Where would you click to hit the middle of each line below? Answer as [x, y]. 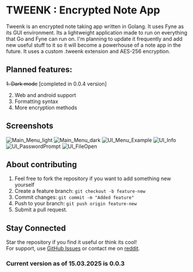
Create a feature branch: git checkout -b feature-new [80, 191]
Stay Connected [36, 228]
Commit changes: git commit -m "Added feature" [74, 197]
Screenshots [30, 126]
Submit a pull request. [41, 210]
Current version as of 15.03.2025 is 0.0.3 [66, 264]
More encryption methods [46, 107]
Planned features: [39, 70]
